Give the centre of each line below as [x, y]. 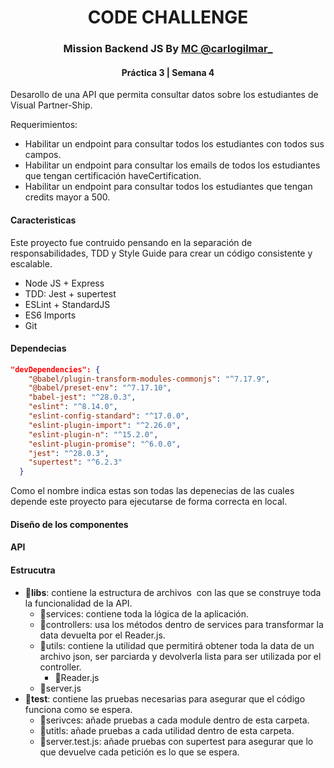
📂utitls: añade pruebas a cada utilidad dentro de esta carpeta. [167, 730]
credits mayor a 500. [67, 197]
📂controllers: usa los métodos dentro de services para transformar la [181, 624]
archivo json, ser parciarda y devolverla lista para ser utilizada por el [180, 656]
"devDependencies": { [55, 369]
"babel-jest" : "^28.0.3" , [82, 397]
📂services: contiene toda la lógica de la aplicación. [144, 613]
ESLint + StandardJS [67, 304]
